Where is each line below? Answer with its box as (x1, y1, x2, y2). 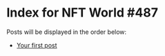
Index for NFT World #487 (6, 5, 158, 21)
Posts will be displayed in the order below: (6, 28, 127, 36)
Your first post (16, 41, 57, 49)
